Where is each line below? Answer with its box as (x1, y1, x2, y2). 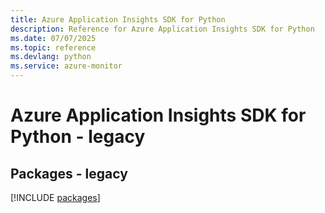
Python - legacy (10, 126, 146, 148)
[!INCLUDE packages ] (10, 192, 101, 203)
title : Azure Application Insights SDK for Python (10, 14, 226, 25)
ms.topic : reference (10, 42, 97, 53)
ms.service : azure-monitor (10, 61, 123, 71)
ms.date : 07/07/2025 (10, 33, 97, 43)
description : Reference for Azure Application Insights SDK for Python (10, 24, 315, 34)
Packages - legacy (10, 165, 128, 182)
